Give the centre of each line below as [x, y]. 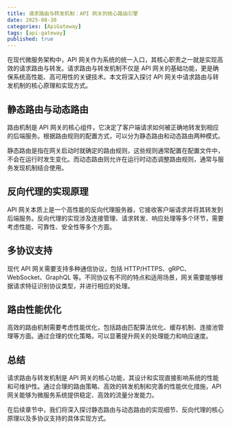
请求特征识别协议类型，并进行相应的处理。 [73, 286]
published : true [30, 39]
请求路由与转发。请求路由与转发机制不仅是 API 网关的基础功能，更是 [116, 68]
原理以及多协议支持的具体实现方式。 [58, 419]
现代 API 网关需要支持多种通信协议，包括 [65, 268]
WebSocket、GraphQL [39, 277]
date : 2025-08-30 [32, 20]
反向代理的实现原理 [48, 191]
